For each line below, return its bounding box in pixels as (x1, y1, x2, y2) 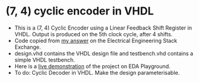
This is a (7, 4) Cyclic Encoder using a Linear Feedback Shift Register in (14, 24, 192, 31)
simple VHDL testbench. (14, 56, 75, 63)
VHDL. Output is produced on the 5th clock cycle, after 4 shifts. (14, 30, 173, 37)
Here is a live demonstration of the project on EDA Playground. (14, 62, 171, 70)
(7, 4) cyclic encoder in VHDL (5, 4, 154, 18)
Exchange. (14, 43, 41, 51)
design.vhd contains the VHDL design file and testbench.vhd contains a (14, 49, 194, 57)
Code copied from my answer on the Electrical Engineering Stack (14, 37, 178, 44)
